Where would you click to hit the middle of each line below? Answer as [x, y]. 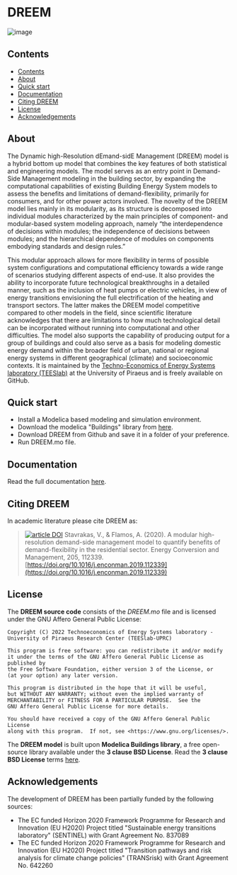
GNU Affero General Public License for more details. [88, 706]
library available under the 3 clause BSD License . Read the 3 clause [129, 752]
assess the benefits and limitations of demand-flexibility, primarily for [108, 193]
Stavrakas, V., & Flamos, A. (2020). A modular [131, 535]
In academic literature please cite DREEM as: [73, 521]
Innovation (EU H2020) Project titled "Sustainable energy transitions [117, 828]
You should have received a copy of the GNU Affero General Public [109, 719]
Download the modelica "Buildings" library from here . [95, 427]
